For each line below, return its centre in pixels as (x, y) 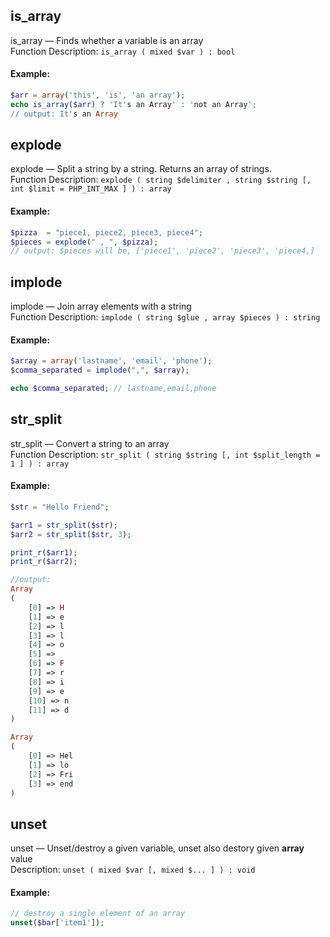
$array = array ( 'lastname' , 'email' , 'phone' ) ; (111, 361)
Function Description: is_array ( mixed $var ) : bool (123, 51)
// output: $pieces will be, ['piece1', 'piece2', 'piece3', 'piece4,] (162, 251)
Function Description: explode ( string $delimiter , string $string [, (161, 180)
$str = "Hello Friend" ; (60, 507)
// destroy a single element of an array (98, 914)
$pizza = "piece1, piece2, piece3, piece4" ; (106, 232)
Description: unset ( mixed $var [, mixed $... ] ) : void (133, 870)
